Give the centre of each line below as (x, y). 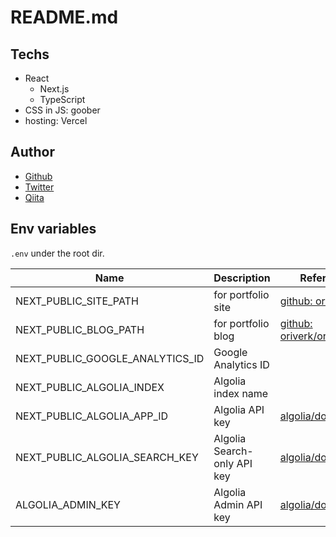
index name (241, 393)
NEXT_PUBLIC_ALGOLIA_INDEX (90, 387)
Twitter (39, 187)
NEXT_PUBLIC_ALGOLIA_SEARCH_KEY (107, 457)
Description (242, 278)
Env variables (53, 229)
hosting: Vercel (56, 120)
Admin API (238, 504)
